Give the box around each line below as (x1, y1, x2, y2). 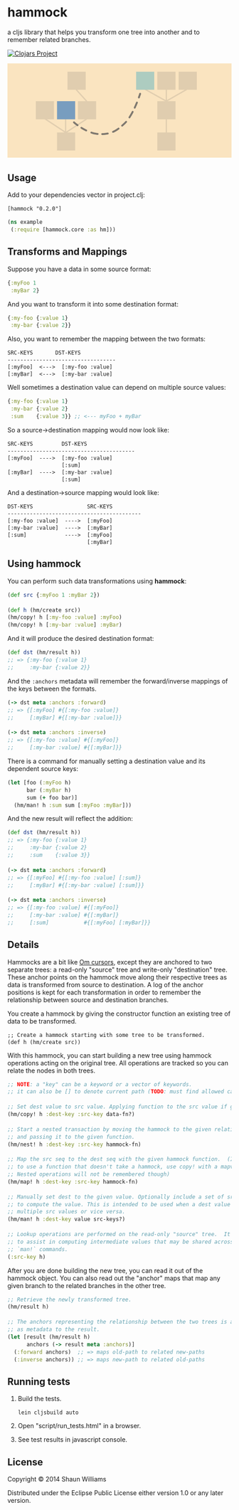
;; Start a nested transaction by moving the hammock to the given (7, 1125, 212, 1133)
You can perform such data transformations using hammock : (7, 577, 187, 585)
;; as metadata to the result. (7, 1326, 100, 1334)
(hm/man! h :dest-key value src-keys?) (7, 1216, 126, 1223)
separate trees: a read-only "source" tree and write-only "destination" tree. (7, 965, 228, 974)
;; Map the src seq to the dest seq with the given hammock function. (7, 1156, 221, 1163)
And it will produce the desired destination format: (7, 634, 154, 643)
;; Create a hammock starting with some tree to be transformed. (7, 1031, 205, 1038)
